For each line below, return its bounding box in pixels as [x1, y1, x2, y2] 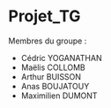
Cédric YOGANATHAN [20, 52, 102, 63]
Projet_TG [8, 6, 81, 27]
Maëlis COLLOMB [20, 62, 85, 73]
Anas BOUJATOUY [20, 81, 90, 91]
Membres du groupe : [8, 35, 87, 46]
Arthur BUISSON [20, 71, 81, 81]
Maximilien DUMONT [20, 90, 98, 101]
